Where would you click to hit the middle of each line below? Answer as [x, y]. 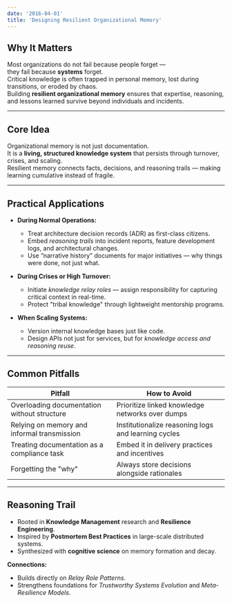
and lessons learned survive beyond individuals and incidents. [96, 101]
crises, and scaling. [35, 161]
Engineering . [36, 529]
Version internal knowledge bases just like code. [96, 331]
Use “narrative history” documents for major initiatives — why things [125, 255]
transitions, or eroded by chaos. [52, 86]
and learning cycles [148, 434]
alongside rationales [149, 473]
